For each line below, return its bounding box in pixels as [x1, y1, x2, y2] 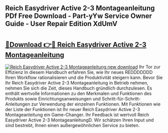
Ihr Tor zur [138, 64, 160, 69]
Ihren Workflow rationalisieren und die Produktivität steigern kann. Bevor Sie [5, 74, 163, 80]
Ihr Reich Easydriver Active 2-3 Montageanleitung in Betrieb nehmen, [5, 80, 148, 85]
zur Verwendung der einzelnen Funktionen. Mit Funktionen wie [31, 101, 161, 107]
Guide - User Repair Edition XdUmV [5, 19, 118, 28]
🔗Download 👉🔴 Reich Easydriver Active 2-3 [5, 40, 147, 49]
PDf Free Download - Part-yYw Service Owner [5, 12, 152, 20]
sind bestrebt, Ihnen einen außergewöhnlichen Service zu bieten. [5, 122, 140, 128]
